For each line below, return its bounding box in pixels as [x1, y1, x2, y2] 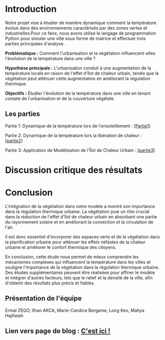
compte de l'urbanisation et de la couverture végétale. [5, 95, 115, 102]
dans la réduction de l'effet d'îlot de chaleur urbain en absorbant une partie [5, 213, 157, 220]
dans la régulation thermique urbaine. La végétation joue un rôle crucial [5, 208, 150, 214]
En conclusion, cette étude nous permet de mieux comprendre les [5, 254, 139, 260]
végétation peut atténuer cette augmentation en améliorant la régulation [5, 75, 151, 81]
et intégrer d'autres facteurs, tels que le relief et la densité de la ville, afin [5, 274, 153, 280]
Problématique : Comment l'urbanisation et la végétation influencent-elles [5, 50, 156, 56]
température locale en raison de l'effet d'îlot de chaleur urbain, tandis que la [5, 70, 159, 76]
